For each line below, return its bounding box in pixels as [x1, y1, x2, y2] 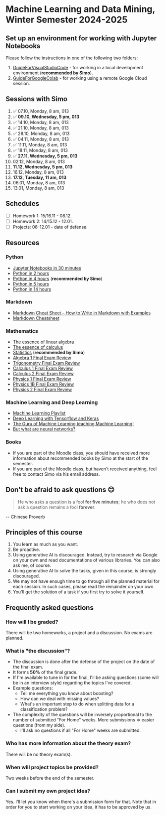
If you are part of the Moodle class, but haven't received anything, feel [12, 466, 157, 472]
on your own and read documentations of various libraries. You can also [12, 557, 160, 563]
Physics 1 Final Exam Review [12, 376, 71, 382]
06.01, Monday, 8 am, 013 [12, 179, 65, 185]
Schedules [5, 199, 39, 208]
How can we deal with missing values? [20, 696, 100, 702]
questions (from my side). [12, 722, 66, 728]
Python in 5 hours [12, 280, 49, 287]
